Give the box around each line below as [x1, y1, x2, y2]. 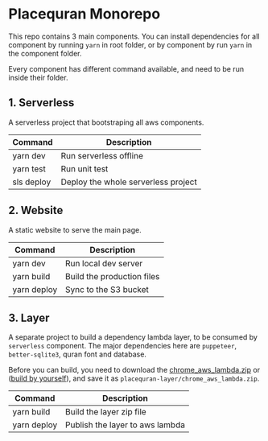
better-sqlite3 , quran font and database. [8, 349, 147, 359]
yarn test [12, 163, 47, 174]
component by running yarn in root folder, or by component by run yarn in [8, 39, 253, 49]
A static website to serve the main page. [8, 225, 142, 234]
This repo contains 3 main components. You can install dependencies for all [8, 31, 260, 41]
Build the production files [65, 270, 160, 282]
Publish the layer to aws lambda [65, 419, 185, 431]
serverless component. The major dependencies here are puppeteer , [8, 341, 237, 351]
